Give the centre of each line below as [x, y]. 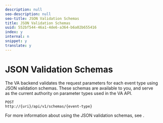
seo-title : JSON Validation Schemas [42, 18]
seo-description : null [28, 14]
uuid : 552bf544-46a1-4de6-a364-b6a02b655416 [51, 28]
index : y [14, 32]
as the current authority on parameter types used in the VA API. [69, 93]
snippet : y [16, 41]
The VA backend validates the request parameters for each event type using [81, 83]
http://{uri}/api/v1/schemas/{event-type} [49, 106]
